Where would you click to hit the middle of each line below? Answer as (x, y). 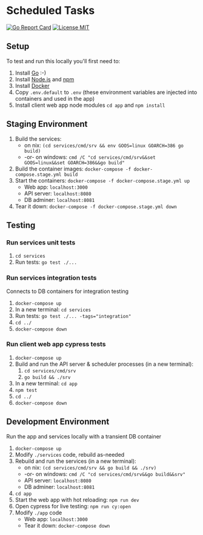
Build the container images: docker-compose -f (73, 169)
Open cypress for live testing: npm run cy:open (73, 506)
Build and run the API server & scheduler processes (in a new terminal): (104, 364)
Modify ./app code (38, 513)
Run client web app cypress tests (56, 345)
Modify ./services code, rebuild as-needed (70, 454)
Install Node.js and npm (45, 79)
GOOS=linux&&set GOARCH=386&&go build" (75, 163)
